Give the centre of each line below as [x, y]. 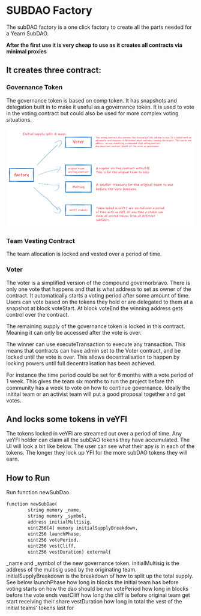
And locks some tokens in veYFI [67, 419]
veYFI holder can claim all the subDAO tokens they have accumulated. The [98, 440]
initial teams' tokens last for [40, 608]
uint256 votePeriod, [53, 540]
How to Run [28, 478]
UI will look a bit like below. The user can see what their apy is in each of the [100, 446]
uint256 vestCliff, [52, 546]
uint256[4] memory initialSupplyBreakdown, [83, 528]
